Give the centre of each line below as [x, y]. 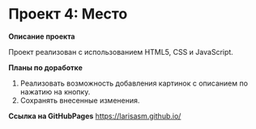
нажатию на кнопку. [55, 92]
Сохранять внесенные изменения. [80, 100]
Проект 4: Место [68, 14]
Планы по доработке [46, 67]
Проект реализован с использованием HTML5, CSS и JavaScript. [121, 52]
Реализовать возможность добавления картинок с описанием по [134, 83]
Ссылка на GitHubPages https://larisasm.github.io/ [95, 116]
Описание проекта [42, 36]
